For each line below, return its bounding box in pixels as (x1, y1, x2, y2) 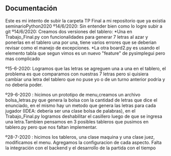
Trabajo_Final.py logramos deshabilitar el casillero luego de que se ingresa (5, 113, 162, 119)
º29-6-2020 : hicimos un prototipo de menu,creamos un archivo (5, 91, 140, 97)
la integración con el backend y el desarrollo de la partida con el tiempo (5, 145, 156, 151)
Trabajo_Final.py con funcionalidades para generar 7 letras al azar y (5, 34, 148, 40)
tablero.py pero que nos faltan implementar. (5, 124, 97, 130)
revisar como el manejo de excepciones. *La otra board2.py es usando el (5, 44, 160, 50)
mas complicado (5, 56, 40, 62)
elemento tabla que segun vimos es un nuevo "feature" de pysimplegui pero (5, 50, 165, 56)
